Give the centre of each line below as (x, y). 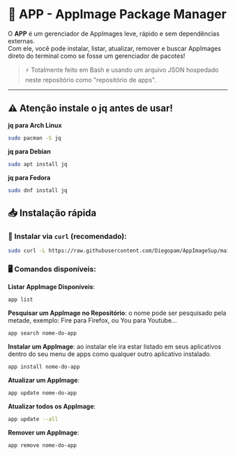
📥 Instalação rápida (52, 213)
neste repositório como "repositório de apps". (90, 80)
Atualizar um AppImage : (44, 380)
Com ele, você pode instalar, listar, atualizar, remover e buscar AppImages (115, 48)
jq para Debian (29, 151)
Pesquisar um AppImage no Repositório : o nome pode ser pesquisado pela (117, 313)
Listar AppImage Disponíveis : (52, 287)
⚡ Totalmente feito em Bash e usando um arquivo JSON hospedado (122, 70)
